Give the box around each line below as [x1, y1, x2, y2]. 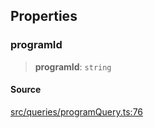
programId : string [34, 60, 112, 73]
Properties [10, 8, 78, 25]
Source [10, 84, 42, 96]
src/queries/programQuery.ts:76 [10, 105, 144, 118]
